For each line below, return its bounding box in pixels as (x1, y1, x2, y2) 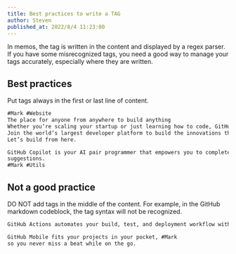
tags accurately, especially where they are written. (7, 58, 153, 66)
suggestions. (7, 155, 46, 162)
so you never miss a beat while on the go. (7, 240, 137, 247)
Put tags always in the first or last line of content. (7, 96, 149, 105)
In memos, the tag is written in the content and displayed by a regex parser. (7, 43, 226, 51)
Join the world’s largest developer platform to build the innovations (7, 129, 221, 137)
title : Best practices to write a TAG (7, 10, 121, 18)
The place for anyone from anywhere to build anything (7, 116, 171, 123)
